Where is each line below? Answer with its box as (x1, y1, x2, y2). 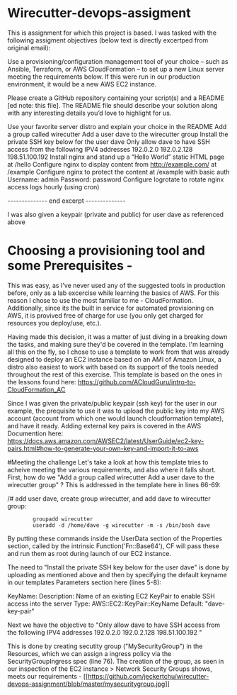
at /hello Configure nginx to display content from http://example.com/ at (7, 160, 217, 168)
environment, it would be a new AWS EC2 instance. (7, 79, 157, 88)
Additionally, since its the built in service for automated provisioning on (7, 304, 214, 312)
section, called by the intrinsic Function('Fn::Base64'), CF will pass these (7, 541, 219, 550)
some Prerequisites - (7, 257, 133, 274)
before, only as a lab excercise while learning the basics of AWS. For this (7, 289, 219, 297)
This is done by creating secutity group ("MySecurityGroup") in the (7, 642, 203, 650)
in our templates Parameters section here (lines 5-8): (7, 578, 161, 586)
